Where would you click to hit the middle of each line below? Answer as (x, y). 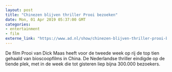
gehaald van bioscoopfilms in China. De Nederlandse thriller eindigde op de (85, 58)
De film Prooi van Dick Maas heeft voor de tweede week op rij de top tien (82, 53)
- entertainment (23, 29)
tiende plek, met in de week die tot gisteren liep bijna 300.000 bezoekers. (83, 64)
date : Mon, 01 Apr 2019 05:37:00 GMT (46, 19)
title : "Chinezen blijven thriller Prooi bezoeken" (61, 15)
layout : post (19, 10)
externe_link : (20, 39)
